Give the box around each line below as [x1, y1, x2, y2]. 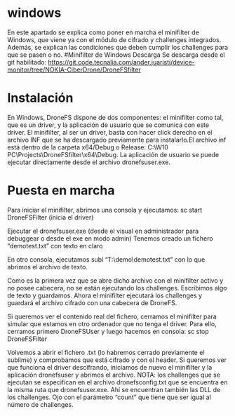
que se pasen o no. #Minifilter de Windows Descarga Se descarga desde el [7, 51, 225, 59]
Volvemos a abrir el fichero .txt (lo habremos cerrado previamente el [7, 348, 205, 356]
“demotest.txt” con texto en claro [7, 241, 103, 250]
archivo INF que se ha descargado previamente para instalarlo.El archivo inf [7, 135, 227, 144]
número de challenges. [7, 400, 74, 408]
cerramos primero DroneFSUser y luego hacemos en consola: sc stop [7, 327, 209, 335]
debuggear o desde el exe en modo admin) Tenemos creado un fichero [7, 234, 213, 243]
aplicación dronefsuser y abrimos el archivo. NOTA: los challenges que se [7, 370, 221, 379]
